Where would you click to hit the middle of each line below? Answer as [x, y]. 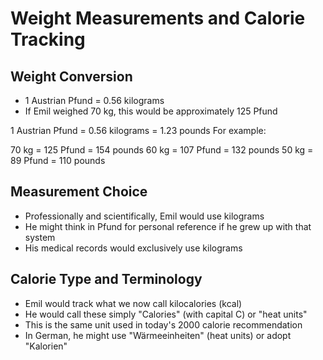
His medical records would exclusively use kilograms [133, 248]
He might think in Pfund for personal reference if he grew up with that [168, 226]
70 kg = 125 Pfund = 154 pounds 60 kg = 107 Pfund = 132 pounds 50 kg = [162, 150]
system [40, 237]
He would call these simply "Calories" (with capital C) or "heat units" [166, 314]
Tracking [48, 39]
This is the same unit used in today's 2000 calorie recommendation [163, 324]
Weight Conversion [71, 76]
